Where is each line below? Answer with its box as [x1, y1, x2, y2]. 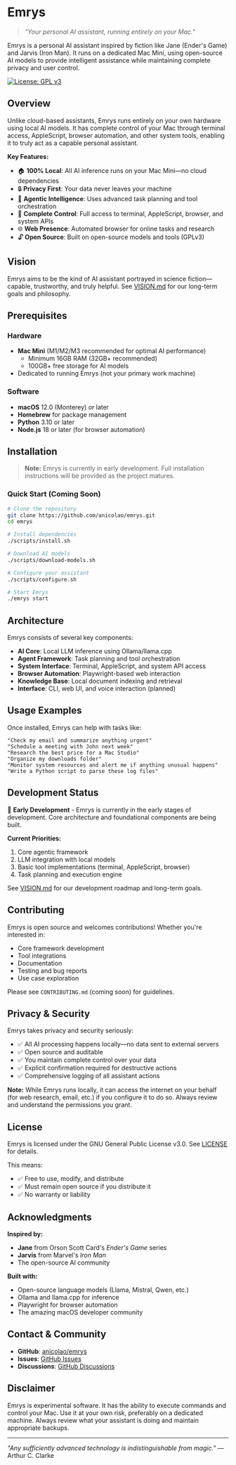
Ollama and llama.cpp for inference [17, 1293, 119, 1301]
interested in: [7, 930, 46, 939]
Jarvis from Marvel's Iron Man [17, 1250, 107, 1259]
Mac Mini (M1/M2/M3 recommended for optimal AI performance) [17, 347, 206, 355]
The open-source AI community [17, 1258, 110, 1267]
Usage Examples [7, 705, 82, 717]
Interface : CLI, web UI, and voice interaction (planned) [17, 684, 176, 693]
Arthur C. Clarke [7, 1451, 55, 1459]
